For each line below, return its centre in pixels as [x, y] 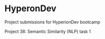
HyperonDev [30, 9]
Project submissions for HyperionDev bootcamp [52, 22]
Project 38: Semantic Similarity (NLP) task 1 [48, 31]
